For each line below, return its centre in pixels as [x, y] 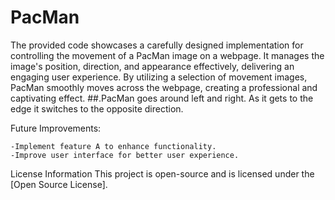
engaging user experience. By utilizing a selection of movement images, [159, 77]
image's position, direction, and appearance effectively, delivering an [152, 66]
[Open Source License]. [59, 184]
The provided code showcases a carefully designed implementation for [157, 45]
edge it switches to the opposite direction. [97, 108]
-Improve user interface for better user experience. [125, 155]
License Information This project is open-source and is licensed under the [162, 173]
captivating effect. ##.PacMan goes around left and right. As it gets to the [162, 98]
